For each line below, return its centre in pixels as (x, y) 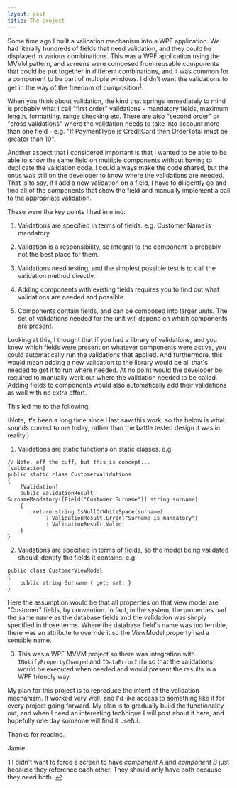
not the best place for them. (58, 255)
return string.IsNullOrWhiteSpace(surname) (98, 512)
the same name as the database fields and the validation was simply (107, 618)
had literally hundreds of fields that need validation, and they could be (110, 48)
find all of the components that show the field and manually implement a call (119, 191)
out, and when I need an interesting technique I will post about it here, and (116, 713)
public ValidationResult (57, 494)
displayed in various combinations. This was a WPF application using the (114, 56)
